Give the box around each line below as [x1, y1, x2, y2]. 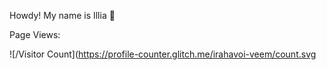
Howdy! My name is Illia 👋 [9, 10, 116, 21]
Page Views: [9, 29, 61, 40]
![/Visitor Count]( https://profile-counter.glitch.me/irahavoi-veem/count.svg [9, 48, 317, 60]
